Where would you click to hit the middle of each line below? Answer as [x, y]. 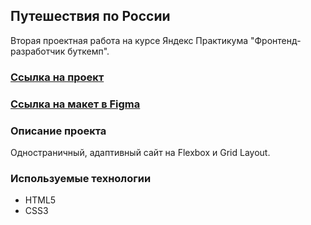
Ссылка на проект [57, 77]
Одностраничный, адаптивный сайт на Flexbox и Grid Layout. [140, 152]
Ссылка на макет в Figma [75, 104]
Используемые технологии [81, 178]
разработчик [38, 51]
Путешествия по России [90, 16]
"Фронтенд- [275, 40]
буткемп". [88, 51]
